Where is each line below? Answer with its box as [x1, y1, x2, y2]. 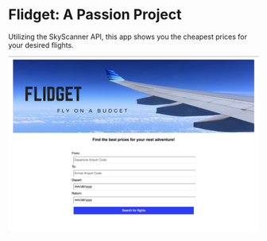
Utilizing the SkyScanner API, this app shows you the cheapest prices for [8, 32, 248, 41]
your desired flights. [8, 40, 74, 49]
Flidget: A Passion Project [8, 6, 182, 24]
